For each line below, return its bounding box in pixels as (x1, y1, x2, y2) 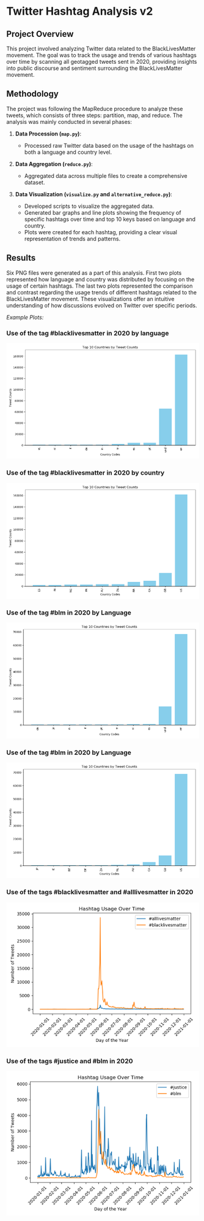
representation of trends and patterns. (24, 235, 121, 242)
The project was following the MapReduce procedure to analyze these (6, 105, 183, 112)
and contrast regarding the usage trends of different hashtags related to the (6, 288, 197, 296)
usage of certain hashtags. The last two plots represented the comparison (6, 282, 193, 289)
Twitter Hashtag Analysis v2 (6, 4, 153, 18)
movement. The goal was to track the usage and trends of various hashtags (6, 52, 197, 59)
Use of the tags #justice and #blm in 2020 (6, 1057, 133, 1065)
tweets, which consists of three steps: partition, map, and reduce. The (6, 112, 183, 119)
